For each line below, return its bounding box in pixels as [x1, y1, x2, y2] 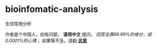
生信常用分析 [5, 20, 31, 26]
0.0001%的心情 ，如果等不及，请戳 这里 [5, 37, 87, 43]
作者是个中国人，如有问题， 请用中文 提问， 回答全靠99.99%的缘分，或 [5, 31, 152, 37]
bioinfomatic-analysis [5, 3, 98, 15]
